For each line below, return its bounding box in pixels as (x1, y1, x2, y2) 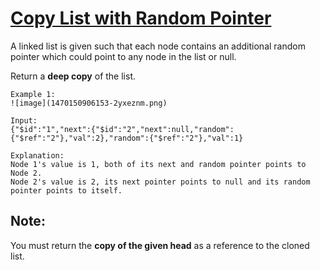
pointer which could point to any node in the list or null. (10, 50, 237, 62)
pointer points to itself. (10, 185, 123, 196)
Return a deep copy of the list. (10, 70, 137, 82)
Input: (10, 115, 38, 126)
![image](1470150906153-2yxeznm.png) (10, 98, 168, 108)
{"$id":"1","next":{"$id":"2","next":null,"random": (10, 124, 235, 134)
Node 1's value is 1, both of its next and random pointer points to (10, 159, 307, 169)
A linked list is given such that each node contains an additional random (10, 40, 306, 52)
